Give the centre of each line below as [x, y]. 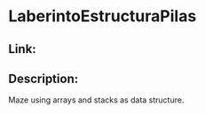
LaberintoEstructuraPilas [102, 16]
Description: [43, 78]
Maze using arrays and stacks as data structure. [96, 100]
